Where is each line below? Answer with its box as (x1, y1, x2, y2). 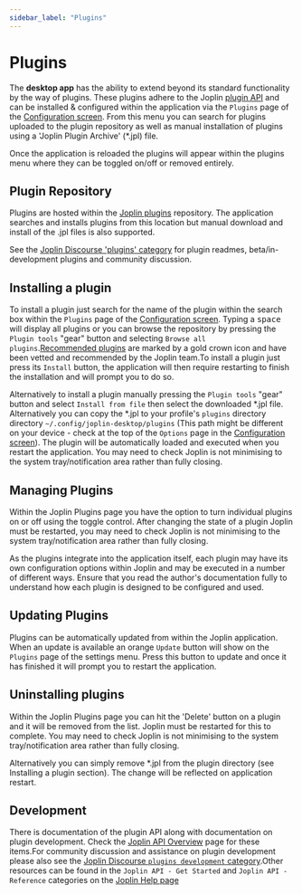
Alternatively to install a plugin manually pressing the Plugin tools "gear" (9, 389, 283, 400)
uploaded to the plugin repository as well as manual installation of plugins (9, 120, 283, 131)
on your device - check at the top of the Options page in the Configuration (9, 427, 286, 439)
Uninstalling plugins (9, 687, 125, 702)
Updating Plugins (9, 608, 109, 623)
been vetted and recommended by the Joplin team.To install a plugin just (9, 352, 280, 363)
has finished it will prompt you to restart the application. (9, 661, 217, 671)
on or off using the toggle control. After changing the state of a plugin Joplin (9, 517, 294, 527)
